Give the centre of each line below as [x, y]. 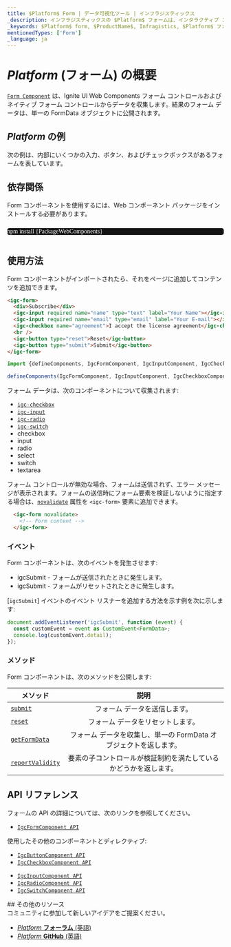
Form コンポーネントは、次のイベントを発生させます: [82, 563]
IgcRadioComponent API [49, 883]
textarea [29, 470]
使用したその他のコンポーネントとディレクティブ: [77, 841]
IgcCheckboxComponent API [54, 862]
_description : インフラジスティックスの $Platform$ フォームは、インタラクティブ [113, 20]
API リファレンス [43, 795]
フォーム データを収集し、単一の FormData [139, 735]
